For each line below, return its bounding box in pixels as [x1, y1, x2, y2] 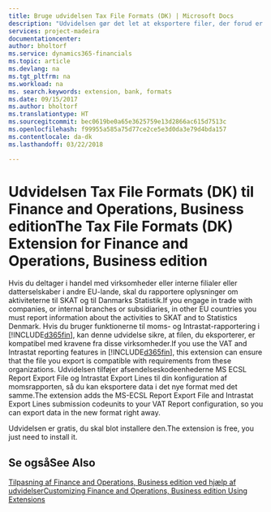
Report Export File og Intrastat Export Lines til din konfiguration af [8, 373, 227, 383]
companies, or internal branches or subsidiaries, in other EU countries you [8, 304, 257, 314]
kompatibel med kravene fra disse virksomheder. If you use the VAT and [8, 339, 247, 349]
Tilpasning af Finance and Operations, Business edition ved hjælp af [8, 477, 237, 488]
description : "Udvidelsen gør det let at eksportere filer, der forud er [8, 20, 264, 28]
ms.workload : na [8, 80, 63, 88]
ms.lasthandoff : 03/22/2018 [8, 140, 104, 149]
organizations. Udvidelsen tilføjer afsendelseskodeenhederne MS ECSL [8, 365, 247, 375]
